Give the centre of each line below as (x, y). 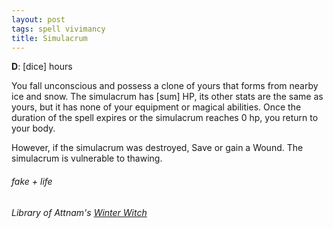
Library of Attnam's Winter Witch (79, 212)
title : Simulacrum (49, 38)
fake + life (32, 181)
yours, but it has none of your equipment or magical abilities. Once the (156, 107)
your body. (33, 128)
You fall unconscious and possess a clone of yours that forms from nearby (165, 86)
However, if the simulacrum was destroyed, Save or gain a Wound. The (157, 148)
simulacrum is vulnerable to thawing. (87, 158)
